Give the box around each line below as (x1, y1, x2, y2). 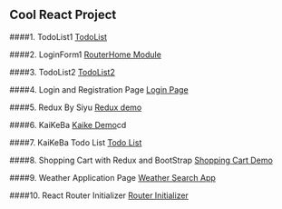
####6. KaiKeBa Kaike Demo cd (9, 119, 127, 130)
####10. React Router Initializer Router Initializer (9, 190, 189, 201)
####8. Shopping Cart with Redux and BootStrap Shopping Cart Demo (9, 154, 274, 165)
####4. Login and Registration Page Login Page (9, 84, 189, 95)
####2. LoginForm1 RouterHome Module (9, 49, 161, 60)
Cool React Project (9, 7, 117, 23)
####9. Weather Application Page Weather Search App (9, 172, 216, 183)
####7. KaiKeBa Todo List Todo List (9, 136, 142, 148)
